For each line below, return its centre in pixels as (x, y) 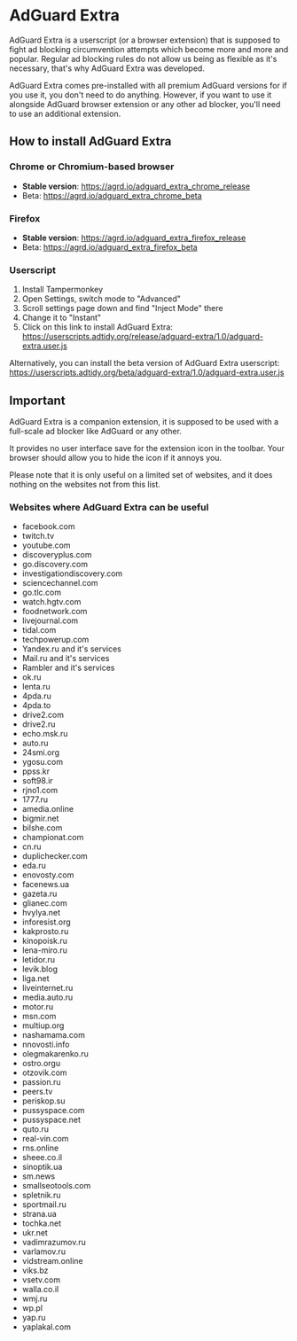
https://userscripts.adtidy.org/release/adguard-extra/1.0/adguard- (143, 337)
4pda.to (36, 706)
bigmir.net (40, 819)
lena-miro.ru (45, 950)
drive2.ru (39, 724)
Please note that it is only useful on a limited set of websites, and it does (141, 475)
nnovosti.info (46, 1045)
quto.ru (35, 1129)
